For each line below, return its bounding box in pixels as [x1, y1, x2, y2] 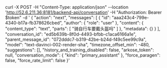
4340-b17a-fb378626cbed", [5, 20, 63, 26]
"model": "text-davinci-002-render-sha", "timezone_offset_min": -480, [5, 42, 150, 47]
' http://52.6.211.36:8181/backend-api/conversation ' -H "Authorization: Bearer [5, 9, 162, 15]
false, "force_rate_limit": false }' [5, 58, 70, 63]
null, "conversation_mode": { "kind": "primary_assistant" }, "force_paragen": [5, 52, 161, 58]
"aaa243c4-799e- [111, 15, 149, 20]
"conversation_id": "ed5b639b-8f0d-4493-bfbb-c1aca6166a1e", [5, 32, 137, 37]
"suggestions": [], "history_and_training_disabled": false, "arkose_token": [5, 47, 154, 53]
